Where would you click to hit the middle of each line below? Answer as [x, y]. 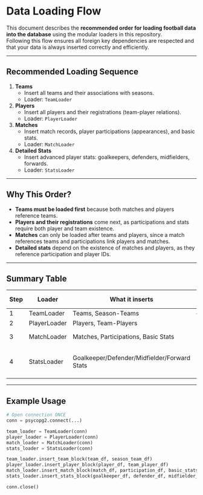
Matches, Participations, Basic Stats [123, 337]
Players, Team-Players [105, 323]
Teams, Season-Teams [106, 314]
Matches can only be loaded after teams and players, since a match [100, 235]
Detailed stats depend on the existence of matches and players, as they [105, 247]
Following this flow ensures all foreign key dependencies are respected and [100, 40]
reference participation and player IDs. [63, 254]
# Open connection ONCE [36, 415]
